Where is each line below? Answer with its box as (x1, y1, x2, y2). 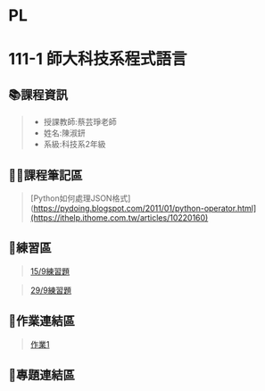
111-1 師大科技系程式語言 (8, 49, 188, 70)
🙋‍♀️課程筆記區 (8, 167, 83, 183)
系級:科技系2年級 (43, 139, 106, 150)
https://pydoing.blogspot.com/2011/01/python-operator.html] (33, 203, 257, 213)
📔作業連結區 (8, 313, 75, 329)
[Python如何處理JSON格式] (29, 193, 131, 204)
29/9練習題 (29, 285, 72, 295)
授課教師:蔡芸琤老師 (43, 117, 117, 128)
